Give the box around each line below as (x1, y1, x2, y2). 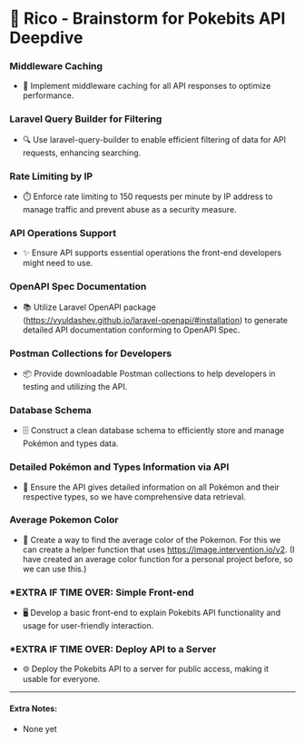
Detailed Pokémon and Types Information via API (9, 461, 230, 473)
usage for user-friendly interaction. (22, 620, 154, 631)
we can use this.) (22, 563, 87, 574)
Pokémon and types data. (22, 438, 119, 449)
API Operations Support (9, 227, 117, 239)
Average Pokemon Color (9, 513, 119, 526)
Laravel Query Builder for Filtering (9, 113, 162, 125)
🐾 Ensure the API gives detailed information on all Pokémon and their (22, 481, 280, 492)
